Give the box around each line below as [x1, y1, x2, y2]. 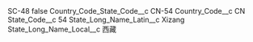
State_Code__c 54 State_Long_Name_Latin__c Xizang [7, 15, 185, 24]
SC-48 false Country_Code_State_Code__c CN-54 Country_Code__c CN [7, 6, 246, 15]
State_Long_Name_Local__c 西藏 [7, 24, 117, 34]
